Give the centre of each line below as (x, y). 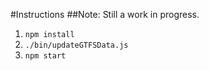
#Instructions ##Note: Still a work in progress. (105, 14)
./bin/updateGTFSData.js (76, 45)
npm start (45, 56)
